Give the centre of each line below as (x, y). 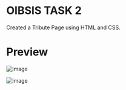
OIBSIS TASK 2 (44, 11)
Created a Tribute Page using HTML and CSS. (63, 27)
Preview (27, 52)
